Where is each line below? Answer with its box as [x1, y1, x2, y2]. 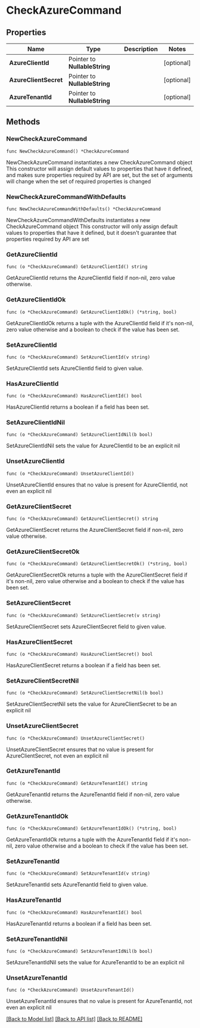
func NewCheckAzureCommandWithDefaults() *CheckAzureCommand [6, 206, 161, 212]
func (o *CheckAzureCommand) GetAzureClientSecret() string [6, 516, 159, 522]
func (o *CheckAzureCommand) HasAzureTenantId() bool [6, 909, 143, 915]
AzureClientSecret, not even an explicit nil [6, 752, 109, 759]
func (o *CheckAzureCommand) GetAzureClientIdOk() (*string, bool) [6, 309, 177, 315]
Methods [6, 117, 40, 127]
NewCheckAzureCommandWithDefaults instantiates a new [6, 216, 151, 223]
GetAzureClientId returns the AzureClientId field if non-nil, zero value [6, 275, 176, 282]
